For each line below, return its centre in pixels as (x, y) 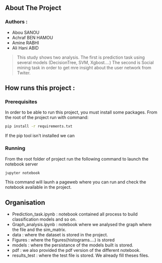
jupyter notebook (23, 173)
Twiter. (24, 73)
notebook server (22, 164)
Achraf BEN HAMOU (32, 37)
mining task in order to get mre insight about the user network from (84, 67)
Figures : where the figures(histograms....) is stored (63, 240)
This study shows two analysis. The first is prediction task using (81, 57)
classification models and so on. (44, 219)
